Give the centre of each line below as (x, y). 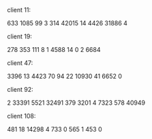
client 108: (21, 116)
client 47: (20, 63)
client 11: (19, 10)
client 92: (20, 89)
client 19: (20, 36)
